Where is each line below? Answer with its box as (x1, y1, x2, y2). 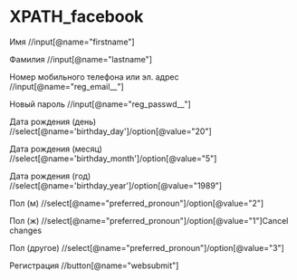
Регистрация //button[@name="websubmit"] (9, 260, 179, 271)
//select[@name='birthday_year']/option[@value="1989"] (9, 179, 223, 191)
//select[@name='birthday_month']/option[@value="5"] (9, 152, 217, 164)
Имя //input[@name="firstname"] (9, 36, 135, 47)
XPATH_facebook (9, 6, 144, 27)
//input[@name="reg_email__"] (9, 81, 124, 92)
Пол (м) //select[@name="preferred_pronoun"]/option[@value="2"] (9, 198, 264, 208)
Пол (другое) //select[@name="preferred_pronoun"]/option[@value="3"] (9, 242, 285, 253)
